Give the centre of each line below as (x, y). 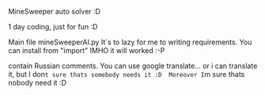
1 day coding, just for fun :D (53, 27)
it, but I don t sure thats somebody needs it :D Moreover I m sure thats (127, 74)
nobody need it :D (38, 83)
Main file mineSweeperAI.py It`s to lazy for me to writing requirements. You (130, 42)
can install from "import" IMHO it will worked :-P (87, 50)
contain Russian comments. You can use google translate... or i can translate (133, 66)
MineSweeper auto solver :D (55, 11)
